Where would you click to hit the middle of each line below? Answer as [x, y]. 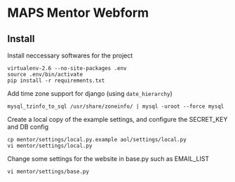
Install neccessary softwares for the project [70, 55]
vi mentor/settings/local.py [50, 146]
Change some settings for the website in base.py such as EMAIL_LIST [108, 159]
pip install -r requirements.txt [56, 80]
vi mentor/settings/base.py [48, 171]
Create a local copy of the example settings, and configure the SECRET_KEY [117, 119]
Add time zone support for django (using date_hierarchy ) [90, 93]
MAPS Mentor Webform [78, 13]
